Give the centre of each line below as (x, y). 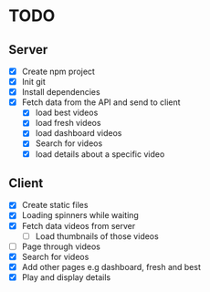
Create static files (55, 205)
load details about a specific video (100, 154)
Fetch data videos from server (79, 225)
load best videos (67, 113)
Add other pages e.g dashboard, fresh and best (111, 266)
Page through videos (61, 246)
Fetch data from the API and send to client (101, 102)
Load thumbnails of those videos (97, 236)
